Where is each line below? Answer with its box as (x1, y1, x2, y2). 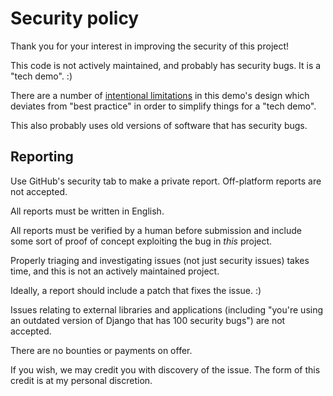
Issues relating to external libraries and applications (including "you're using (10, 303, 324, 316)
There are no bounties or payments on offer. (10, 344, 193, 356)
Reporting (10, 148, 74, 166)
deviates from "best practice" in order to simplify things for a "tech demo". (10, 100, 317, 112)
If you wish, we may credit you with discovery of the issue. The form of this (10, 363, 321, 376)
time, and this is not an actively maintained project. (10, 265, 220, 277)
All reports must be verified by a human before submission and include (10, 224, 302, 236)
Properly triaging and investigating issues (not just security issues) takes (10, 254, 310, 266)
